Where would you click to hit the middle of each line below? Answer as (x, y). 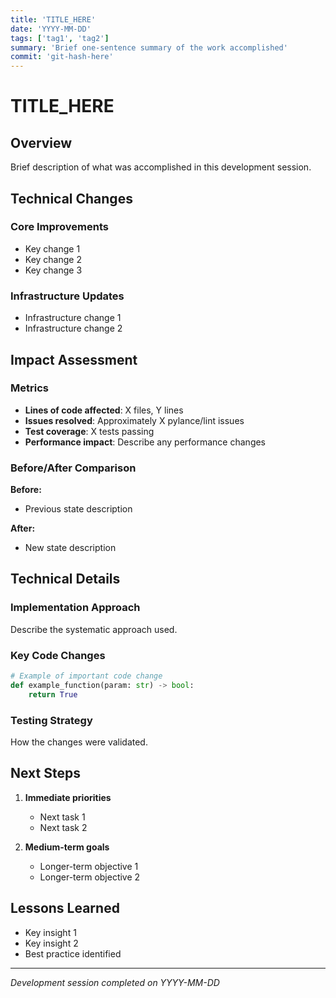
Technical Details (65, 579)
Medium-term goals (67, 847)
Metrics (29, 388)
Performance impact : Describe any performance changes (145, 442)
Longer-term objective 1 (89, 866)
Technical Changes (71, 198)
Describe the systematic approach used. (94, 629)
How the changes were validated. (79, 742)
